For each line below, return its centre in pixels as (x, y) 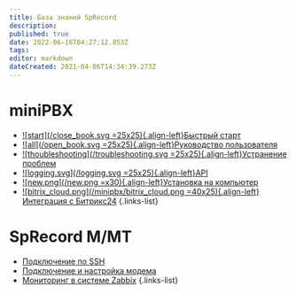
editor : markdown (41, 58)
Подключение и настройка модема (89, 270)
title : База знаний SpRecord (63, 17)
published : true (39, 34)
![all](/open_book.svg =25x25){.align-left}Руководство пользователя (150, 144)
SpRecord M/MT (71, 236)
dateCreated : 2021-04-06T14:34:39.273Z (83, 67)
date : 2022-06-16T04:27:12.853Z (69, 42)
